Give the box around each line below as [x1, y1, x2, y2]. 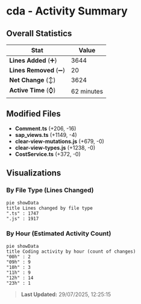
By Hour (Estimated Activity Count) [6, 229, 111, 238]
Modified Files [6, 109, 61, 119]
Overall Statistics [6, 28, 72, 39]
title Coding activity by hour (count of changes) [6, 249, 136, 255]
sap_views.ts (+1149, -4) [14, 131, 77, 138]
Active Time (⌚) [9, 86, 56, 94]
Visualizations [6, 168, 61, 179]
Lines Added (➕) [9, 56, 57, 65]
